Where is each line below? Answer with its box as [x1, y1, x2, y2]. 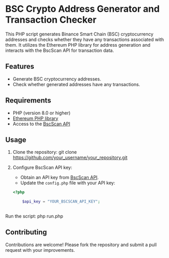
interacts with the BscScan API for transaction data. [5, 47, 114, 53]
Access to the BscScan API [12, 121, 71, 127]
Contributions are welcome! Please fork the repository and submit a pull [5, 242, 157, 248]
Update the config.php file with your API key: [20, 180, 115, 186]
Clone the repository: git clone [12, 149, 77, 155]
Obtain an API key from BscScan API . [20, 174, 99, 181]
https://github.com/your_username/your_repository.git [12, 154, 128, 161]
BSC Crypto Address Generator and [5, 3, 160, 15]
